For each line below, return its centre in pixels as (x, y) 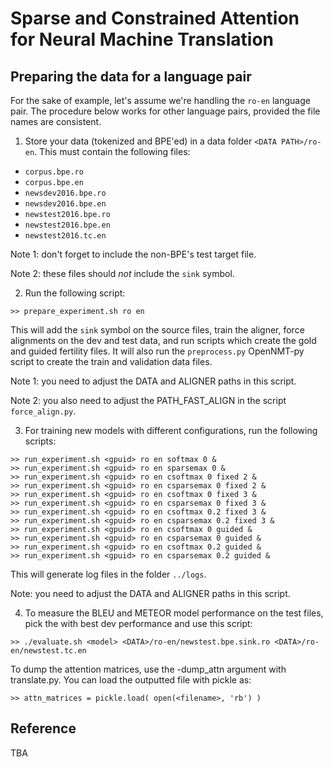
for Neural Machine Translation (142, 39)
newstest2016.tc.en (65, 236)
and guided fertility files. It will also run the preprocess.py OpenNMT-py (157, 351)
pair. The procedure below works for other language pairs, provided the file (165, 111)
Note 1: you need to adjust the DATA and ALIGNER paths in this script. (153, 381)
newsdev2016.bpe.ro (65, 193)
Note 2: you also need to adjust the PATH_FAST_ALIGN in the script (148, 400)
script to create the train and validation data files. (111, 361)
